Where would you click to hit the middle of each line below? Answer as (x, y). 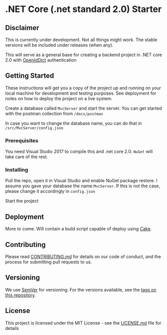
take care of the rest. (27, 157)
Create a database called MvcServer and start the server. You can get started (83, 108)
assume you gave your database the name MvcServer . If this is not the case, (83, 186)
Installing (17, 170)
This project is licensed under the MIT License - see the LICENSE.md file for (83, 323)
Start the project (22, 201)
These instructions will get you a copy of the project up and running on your (83, 88)
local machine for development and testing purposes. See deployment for (81, 93)
